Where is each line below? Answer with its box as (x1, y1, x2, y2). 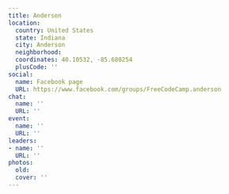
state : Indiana (15, 33, 66, 42)
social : (8, 70, 34, 78)
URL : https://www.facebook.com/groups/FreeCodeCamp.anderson (15, 85, 222, 93)
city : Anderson (15, 41, 66, 49)
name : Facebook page (15, 78, 83, 86)
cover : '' (15, 173, 48, 182)
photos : (8, 159, 34, 167)
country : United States (15, 26, 94, 34)
